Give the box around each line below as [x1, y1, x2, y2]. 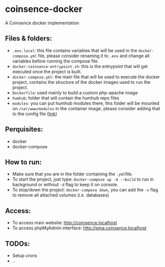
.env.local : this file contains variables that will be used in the [12, 47, 137, 53]
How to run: [5, 158, 42, 166]
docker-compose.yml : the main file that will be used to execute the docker [12, 73, 160, 80]
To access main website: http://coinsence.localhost [12, 220, 117, 226]
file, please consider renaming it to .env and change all [38, 53, 150, 59]
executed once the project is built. [12, 68, 82, 74]
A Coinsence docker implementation [5, 20, 80, 26]
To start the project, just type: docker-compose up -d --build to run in [12, 176, 154, 182]
